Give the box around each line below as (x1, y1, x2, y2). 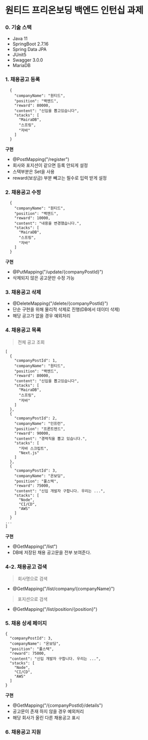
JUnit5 (12, 51, 27, 58)
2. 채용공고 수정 (5, 189, 41, 196)
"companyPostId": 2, (14, 416, 57, 421)
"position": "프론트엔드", (14, 426, 65, 431)
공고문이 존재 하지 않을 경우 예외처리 (12, 708, 84, 714)
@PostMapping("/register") (12, 156, 69, 162)
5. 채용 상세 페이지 (5, 619, 47, 627)
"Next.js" (18, 450, 39, 456)
